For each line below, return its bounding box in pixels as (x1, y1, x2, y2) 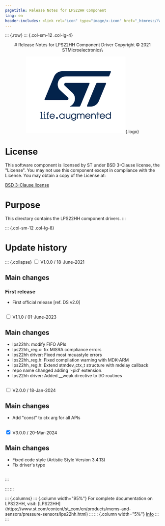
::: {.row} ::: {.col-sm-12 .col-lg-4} (5, 32, 73, 38)
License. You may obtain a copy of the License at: (5, 172, 106, 179)
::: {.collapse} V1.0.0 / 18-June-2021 (5, 259, 85, 265)
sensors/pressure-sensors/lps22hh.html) (5, 511, 88, 517)
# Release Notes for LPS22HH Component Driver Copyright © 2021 (14, 42, 151, 48)
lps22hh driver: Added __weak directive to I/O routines (12, 373, 122, 379)
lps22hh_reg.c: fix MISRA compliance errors (12, 347, 102, 353)
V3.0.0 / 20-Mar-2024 (12, 430, 57, 436)
